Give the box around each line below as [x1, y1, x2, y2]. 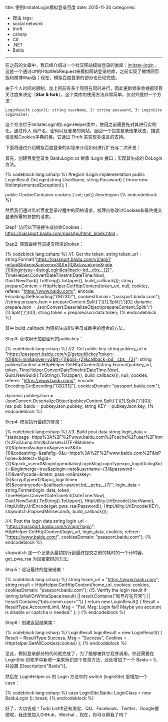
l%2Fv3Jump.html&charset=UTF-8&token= [5, 439, 95, 445]
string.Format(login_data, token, [5, 487, 71, 493]
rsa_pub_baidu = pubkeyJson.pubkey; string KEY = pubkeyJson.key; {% [5, 403, 154, 409]
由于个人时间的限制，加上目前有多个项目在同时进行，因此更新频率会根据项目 [5, 85, 163, 91]
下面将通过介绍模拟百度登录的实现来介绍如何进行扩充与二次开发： [5, 144, 141, 150]
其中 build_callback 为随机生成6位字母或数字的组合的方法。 [5, 325, 127, 331]
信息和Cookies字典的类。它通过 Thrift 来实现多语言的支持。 [5, 134, 127, 140]
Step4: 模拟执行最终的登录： [5, 419, 64, 425]
